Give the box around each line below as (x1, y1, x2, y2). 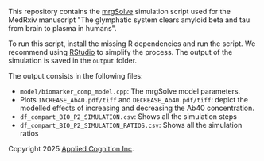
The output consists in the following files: (8, 71, 143, 80)
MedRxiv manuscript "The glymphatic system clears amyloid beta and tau (8, 15, 250, 25)
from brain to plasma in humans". (8, 24, 117, 33)
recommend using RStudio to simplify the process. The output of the (8, 48, 233, 56)
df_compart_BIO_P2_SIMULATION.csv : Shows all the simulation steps (19, 112, 237, 121)
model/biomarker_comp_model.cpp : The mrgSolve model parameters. (19, 86, 241, 96)
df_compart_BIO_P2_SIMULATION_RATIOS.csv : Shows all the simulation (19, 121, 243, 129)
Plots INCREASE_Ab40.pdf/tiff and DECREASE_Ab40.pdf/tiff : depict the (19, 95, 249, 104)
